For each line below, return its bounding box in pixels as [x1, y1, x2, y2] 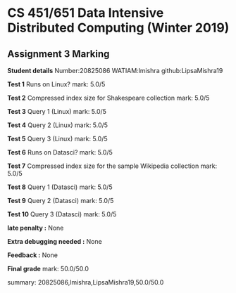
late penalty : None [7, 223, 64, 232]
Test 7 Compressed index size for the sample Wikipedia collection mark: [7, 162, 218, 170]
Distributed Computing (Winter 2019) [7, 20, 230, 36]
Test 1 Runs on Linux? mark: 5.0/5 [7, 80, 106, 89]
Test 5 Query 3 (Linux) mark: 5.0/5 [7, 135, 108, 143]
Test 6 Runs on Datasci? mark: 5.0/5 [7, 148, 113, 156]
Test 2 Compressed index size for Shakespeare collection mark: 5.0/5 [7, 93, 210, 102]
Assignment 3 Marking [7, 48, 110, 60]
